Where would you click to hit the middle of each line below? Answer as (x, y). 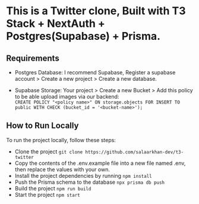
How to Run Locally (42, 126)
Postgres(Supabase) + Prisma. (83, 36)
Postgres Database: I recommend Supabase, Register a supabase (95, 72)
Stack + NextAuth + (56, 23)
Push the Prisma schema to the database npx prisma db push (90, 182)
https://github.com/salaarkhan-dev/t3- (135, 152)
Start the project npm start (47, 194)
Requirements (33, 58)
